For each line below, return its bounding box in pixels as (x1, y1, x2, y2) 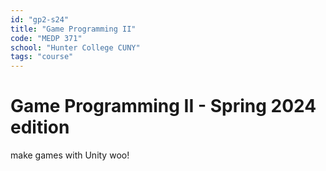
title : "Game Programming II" (10, 24, 137, 34)
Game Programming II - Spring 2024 (10, 95, 317, 118)
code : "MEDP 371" (10, 33, 83, 43)
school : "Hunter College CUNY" (10, 42, 141, 53)
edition (10, 116, 70, 139)
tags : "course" (10, 52, 74, 62)
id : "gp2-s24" (10, 14, 70, 25)
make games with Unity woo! (10, 149, 130, 161)
